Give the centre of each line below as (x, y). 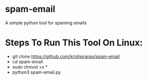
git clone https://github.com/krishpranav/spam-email (66, 56)
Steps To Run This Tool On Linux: (74, 43)
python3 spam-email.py (37, 72)
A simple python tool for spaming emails (46, 23)
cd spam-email (28, 61)
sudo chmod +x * (30, 67)
